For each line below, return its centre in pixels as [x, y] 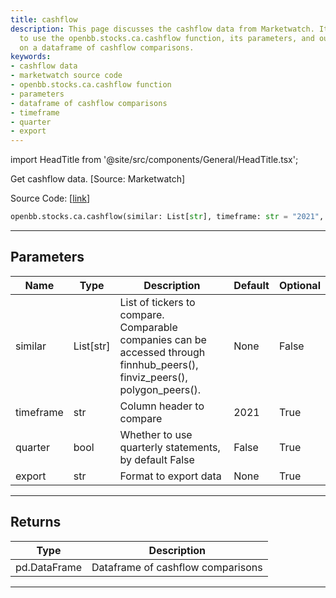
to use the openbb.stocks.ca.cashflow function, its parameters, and [167, 38]
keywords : [31, 57]
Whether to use [156, 434]
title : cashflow [44, 19]
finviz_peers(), [153, 377]
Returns [36, 522]
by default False [157, 459]
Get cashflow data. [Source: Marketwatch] [98, 179]
